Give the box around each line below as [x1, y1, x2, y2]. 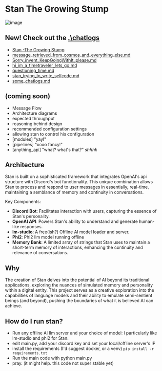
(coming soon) [5, 92, 50, 101]
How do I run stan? [5, 317, 63, 326]
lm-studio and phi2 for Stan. [12, 335, 69, 341]
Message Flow [12, 105, 42, 111]
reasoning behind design [12, 121, 62, 127]
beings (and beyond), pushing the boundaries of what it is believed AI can [5, 298, 154, 304]
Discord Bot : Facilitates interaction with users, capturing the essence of [12, 208, 157, 214]
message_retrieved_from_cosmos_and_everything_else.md [12, 52, 131, 58]
